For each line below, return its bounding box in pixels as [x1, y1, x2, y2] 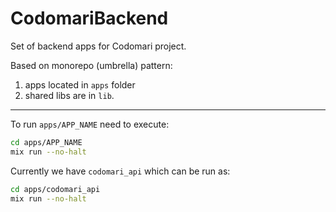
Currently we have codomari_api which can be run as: [10, 165, 231, 177]
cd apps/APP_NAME [10, 137, 83, 147]
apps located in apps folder [24, 78, 136, 91]
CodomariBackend [10, 7, 169, 30]
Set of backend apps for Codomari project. [10, 40, 187, 52]
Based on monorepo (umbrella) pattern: [10, 59, 173, 71]
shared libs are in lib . [24, 89, 115, 101]
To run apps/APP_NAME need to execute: [10, 118, 170, 130]
